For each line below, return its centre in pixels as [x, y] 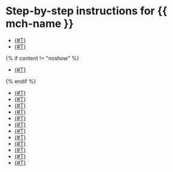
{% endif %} [21, 81]
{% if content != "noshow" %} [43, 58]
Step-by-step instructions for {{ [86, 11]
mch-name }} [40, 24]
